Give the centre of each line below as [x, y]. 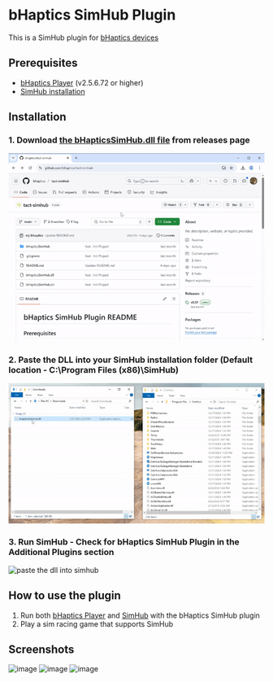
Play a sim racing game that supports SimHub [97, 623]
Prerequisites [43, 63]
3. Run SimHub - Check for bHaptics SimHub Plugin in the [124, 542]
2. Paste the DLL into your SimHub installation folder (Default [131, 360]
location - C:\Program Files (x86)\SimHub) [93, 369]
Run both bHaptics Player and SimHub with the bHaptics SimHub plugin [140, 615]
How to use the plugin [65, 596]
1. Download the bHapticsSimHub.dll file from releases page [129, 140]
